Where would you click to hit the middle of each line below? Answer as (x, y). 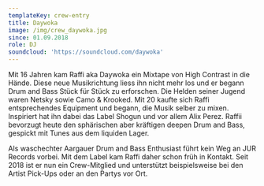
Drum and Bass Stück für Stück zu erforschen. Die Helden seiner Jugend (127, 91)
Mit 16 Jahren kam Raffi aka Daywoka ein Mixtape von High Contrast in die (129, 74)
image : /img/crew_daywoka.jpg (58, 30)
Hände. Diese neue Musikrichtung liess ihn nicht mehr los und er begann (126, 83)
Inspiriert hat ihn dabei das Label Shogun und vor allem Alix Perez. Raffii (125, 116)
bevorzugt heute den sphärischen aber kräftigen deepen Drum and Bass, (127, 125)
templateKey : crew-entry (49, 15)
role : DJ (22, 45)
